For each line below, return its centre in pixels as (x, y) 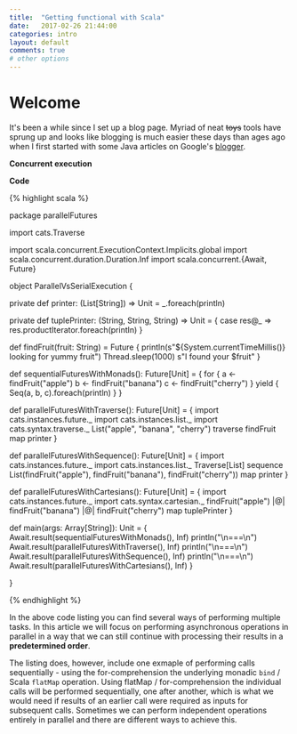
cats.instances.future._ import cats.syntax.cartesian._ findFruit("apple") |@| (147, 501)
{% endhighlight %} (45, 600)
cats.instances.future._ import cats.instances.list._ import (113, 419)
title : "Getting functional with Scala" (87, 17)
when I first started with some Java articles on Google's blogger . (128, 146)
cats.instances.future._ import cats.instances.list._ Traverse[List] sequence (146, 464)
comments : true (37, 51)
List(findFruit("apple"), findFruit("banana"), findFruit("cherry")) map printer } (149, 474)
